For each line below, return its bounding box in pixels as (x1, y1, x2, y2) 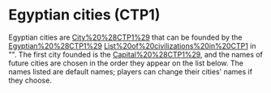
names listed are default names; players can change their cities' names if (8, 66, 253, 76)
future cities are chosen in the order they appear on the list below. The (8, 58, 243, 68)
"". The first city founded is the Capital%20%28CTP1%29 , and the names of (8, 49, 264, 59)
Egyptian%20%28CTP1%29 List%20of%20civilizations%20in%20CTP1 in (8, 40, 256, 50)
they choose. (8, 75, 53, 85)
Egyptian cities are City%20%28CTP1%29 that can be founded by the (8, 32, 243, 42)
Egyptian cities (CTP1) (8, 6, 161, 24)
